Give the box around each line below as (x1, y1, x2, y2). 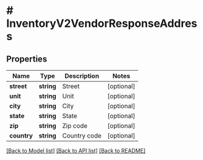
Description (64, 72, 99, 80)
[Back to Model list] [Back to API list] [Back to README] (6, 147, 146, 154)
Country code (62, 131, 102, 140)
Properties (6, 54, 47, 64)
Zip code (62, 122, 88, 130)
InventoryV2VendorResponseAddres (6, 16, 198, 30)
